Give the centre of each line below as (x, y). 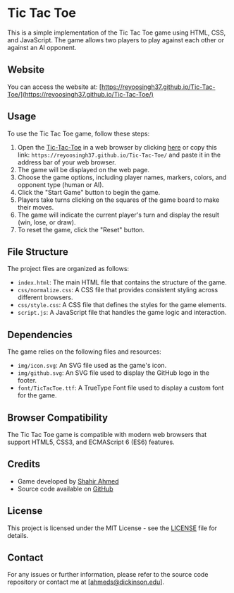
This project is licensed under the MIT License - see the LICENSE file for (112, 528)
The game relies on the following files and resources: (84, 352)
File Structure (38, 252)
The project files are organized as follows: (68, 269)
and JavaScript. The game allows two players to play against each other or (116, 40)
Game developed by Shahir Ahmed (68, 481)
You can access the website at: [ (55, 87)
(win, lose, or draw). (47, 222)
